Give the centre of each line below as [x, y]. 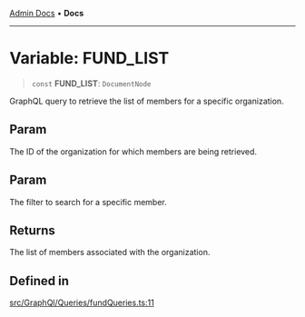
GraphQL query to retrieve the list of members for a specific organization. [147, 101]
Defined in [39, 281]
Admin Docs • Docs [47, 13]
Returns [33, 230]
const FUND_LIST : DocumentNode [91, 83]
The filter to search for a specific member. [89, 202]
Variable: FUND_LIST [89, 59]
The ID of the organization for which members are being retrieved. [133, 151]
